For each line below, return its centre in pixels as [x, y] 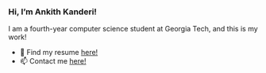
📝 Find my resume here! [59, 53]
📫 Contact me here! [53, 61]
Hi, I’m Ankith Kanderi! [53, 12]
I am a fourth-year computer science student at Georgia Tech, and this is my [133, 29]
